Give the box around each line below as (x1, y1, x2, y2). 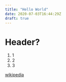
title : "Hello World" (5, 7, 49, 12)
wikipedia (5, 72, 24, 78)
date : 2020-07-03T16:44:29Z (5, 12, 62, 16)
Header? (5, 36, 40, 47)
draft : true (5, 16, 29, 21)
